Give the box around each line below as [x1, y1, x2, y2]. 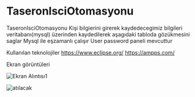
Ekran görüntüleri [6, 61, 50, 68]
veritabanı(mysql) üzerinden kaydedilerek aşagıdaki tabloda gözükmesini [6, 30, 190, 38]
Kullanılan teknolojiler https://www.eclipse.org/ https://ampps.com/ [6, 48, 175, 56]
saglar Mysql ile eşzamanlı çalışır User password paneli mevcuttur [6, 37, 173, 44]
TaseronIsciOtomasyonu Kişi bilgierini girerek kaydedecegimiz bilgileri [6, 24, 183, 32]
